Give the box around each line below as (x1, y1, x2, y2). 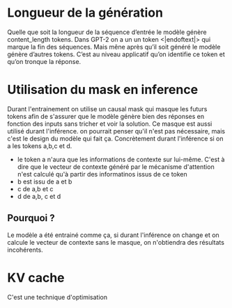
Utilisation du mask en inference (7, 82, 199, 98)
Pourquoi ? (7, 212, 56, 224)
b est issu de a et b (17, 177, 72, 186)
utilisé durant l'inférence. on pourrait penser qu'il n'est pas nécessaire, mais (7, 127, 225, 135)
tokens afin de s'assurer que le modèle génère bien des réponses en (7, 112, 204, 120)
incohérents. (7, 245, 43, 254)
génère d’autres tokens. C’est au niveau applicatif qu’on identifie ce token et (7, 50, 225, 58)
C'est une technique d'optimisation (7, 293, 108, 301)
